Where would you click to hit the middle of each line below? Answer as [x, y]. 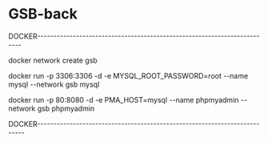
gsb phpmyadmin [66, 108]
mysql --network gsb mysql [54, 84]
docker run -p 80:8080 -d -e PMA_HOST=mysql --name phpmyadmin [124, 99]
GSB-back [43, 14]
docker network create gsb [53, 60]
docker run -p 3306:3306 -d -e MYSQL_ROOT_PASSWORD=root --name [128, 75]
